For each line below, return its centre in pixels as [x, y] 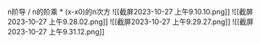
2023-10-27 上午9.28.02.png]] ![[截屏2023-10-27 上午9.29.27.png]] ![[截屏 [130, 22]
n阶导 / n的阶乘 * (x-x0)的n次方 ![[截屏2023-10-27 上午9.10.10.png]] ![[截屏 [130, 12]
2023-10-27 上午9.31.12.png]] [56, 32]
